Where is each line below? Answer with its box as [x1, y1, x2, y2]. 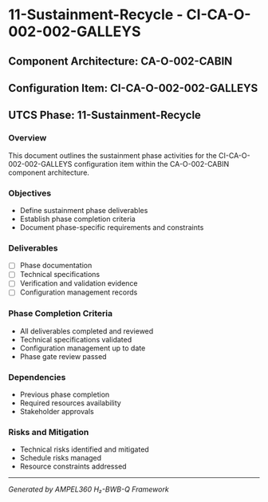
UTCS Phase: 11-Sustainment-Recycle [8, 109, 202, 122]
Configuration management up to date [19, 343, 146, 353]
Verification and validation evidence [19, 279, 138, 288]
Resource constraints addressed [19, 461, 127, 472]
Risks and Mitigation [8, 427, 89, 438]
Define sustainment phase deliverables [19, 205, 148, 215]
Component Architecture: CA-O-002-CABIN [8, 54, 233, 68]
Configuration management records [19, 287, 138, 297]
